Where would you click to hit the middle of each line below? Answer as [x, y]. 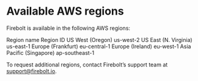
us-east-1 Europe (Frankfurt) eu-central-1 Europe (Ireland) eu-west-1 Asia [99, 46]
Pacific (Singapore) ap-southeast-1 [50, 52]
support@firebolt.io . [31, 71]
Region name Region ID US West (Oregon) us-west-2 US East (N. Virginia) [99, 40]
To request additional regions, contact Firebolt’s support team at [87, 65]
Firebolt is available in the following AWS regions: [68, 28]
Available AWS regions [65, 11]
